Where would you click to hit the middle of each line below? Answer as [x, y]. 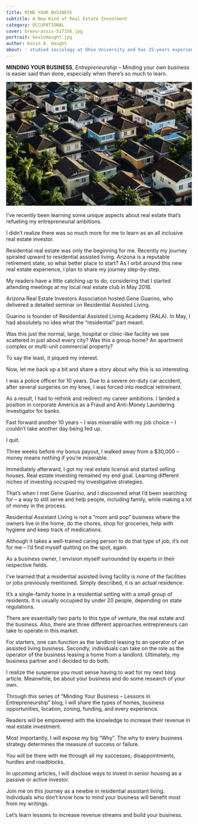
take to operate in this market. [42, 631]
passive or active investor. [38, 779]
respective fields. [27, 565]
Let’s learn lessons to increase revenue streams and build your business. [94, 815]
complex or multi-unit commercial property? [60, 346]
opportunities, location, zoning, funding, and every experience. [82, 708]
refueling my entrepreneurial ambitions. [54, 221]
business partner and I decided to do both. [58, 661]
